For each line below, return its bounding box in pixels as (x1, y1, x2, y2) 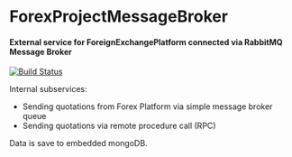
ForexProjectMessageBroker (9, 6, 228, 27)
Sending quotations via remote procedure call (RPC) (22, 120, 216, 132)
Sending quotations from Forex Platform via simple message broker (22, 101, 273, 112)
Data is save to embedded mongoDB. (9, 138, 148, 149)
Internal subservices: (9, 84, 87, 95)
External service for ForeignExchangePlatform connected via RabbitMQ (9, 36, 283, 47)
